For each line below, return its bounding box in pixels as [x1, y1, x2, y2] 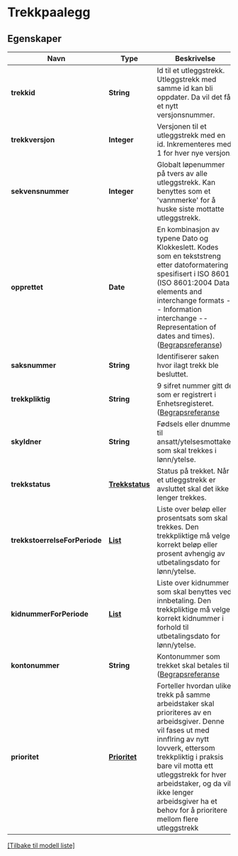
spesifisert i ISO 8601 [157, 269, 230, 278]
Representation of [157, 323, 217, 332]
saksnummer [11, 360, 57, 370]
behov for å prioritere [157, 806, 228, 815]
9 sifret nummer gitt [157, 381, 223, 391]
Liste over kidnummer [157, 578, 229, 587]
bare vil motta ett [157, 761, 214, 771]
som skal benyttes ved [157, 587, 232, 597]
